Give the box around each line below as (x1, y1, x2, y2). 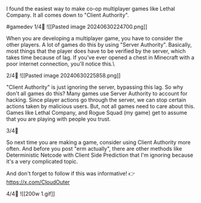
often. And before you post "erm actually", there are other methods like (6, 145, 182, 152)
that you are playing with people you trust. (6, 115, 111, 123)
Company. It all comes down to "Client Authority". (6, 11, 129, 19)
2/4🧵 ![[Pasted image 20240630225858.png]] (6, 72, 121, 79)
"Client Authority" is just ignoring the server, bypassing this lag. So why (6, 83, 184, 91)
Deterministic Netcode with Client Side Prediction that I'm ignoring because (6, 151, 194, 159)
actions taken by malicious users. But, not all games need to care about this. (6, 103, 196, 110)
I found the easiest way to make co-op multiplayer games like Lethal (6, 5, 176, 12)
